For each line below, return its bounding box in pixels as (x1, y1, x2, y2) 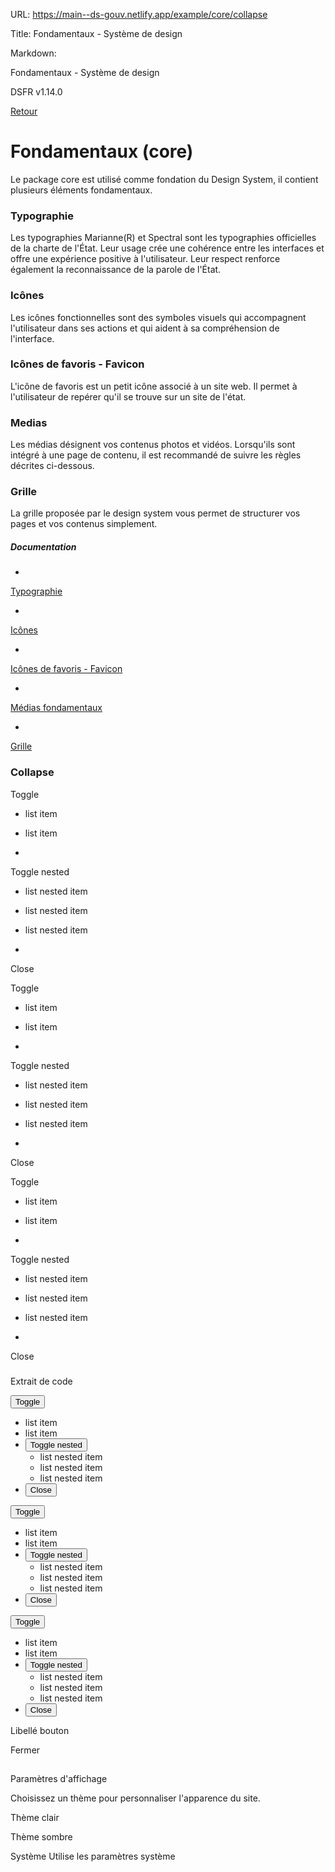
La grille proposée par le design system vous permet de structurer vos (10, 507, 301, 519)
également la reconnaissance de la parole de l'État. (10, 264, 222, 276)
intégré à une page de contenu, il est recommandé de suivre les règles (10, 449, 302, 461)
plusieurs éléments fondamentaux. (10, 184, 153, 196)
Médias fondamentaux (10, 702, 103, 714)
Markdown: (10, 47, 57, 59)
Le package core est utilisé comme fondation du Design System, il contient (10, 173, 319, 185)
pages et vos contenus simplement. (10, 518, 158, 530)
